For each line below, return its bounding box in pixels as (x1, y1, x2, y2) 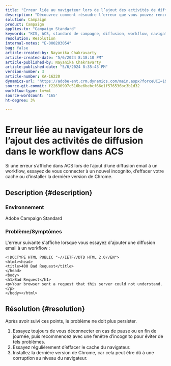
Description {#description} (5, 188, 93, 197)
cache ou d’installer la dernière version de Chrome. (5, 174, 113, 180)
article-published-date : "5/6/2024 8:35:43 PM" (5, 64, 108, 69)
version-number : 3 (5, 69, 44, 75)
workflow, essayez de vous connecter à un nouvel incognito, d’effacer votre (5, 168, 164, 174)
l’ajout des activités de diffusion (5, 135, 144, 147)
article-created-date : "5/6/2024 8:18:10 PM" (5, 55, 103, 60)
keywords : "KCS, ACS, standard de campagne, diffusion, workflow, (5, 31, 149, 36)
